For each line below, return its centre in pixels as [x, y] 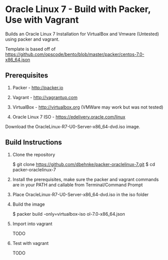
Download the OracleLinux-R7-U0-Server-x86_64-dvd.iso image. [73, 126]
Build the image [29, 204]
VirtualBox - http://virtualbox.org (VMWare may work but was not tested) [88, 107]
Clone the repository [34, 154]
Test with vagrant [30, 243]
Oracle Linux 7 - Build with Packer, [78, 9]
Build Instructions [34, 143]
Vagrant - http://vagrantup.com [45, 97]
